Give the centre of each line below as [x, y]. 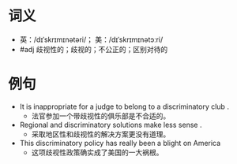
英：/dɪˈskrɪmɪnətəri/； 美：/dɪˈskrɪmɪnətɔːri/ [91, 39]
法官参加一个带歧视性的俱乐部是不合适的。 [101, 116]
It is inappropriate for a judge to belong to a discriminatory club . [124, 106]
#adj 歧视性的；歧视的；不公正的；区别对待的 [94, 49]
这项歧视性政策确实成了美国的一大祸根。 [97, 152]
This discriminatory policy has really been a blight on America [120, 143]
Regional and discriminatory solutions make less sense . [111, 125]
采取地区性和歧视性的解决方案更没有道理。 [101, 134]
